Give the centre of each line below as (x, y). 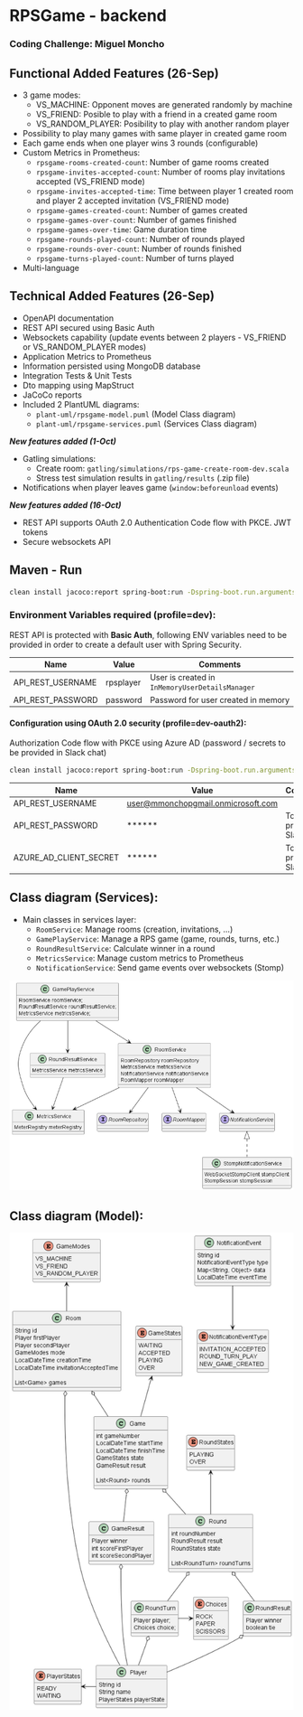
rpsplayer (123, 682)
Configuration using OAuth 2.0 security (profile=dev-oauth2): (128, 723)
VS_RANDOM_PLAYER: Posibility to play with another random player (163, 124)
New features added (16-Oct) (65, 505)
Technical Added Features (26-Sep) (112, 296)
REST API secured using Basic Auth (88, 327)
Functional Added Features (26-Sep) (114, 73)
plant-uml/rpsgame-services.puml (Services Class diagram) (147, 423)
